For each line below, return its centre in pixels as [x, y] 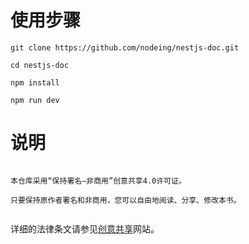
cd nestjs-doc [40, 65]
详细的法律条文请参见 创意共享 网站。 [85, 228]
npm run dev [35, 100]
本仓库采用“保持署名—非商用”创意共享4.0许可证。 [98, 181]
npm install [35, 82]
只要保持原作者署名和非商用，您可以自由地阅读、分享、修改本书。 [126, 200]
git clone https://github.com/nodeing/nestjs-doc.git [125, 47]
